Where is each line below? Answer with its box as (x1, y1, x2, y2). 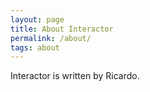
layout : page (10, 14, 65, 25)
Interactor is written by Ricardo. (10, 70, 140, 82)
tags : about (10, 42, 60, 53)
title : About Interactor (10, 24, 114, 34)
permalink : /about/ (10, 33, 92, 43)
